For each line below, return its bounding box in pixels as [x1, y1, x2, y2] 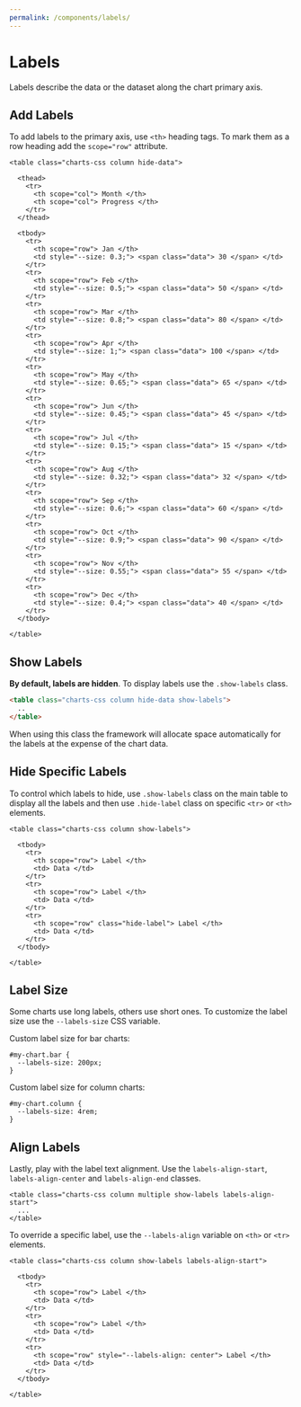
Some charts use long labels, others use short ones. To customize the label [9, 1006, 288, 1017]
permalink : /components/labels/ [9, 13, 130, 22]
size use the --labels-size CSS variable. [9, 1016, 161, 1027]
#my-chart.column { [9, 1100, 83, 1109]
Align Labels [9, 1139, 81, 1155]
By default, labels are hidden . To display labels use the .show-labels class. [9, 678, 288, 689]
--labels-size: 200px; [17, 1058, 102, 1067]
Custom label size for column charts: [9, 1082, 146, 1093]
